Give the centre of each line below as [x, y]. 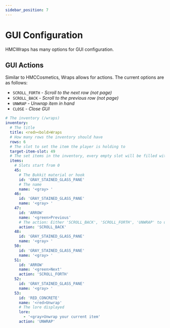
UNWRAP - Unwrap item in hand [44, 103]
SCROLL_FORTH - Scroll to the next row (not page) [62, 93]
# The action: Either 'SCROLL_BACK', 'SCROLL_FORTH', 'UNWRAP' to [90, 222]
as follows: [16, 83]
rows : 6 [18, 142]
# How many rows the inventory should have [56, 137]
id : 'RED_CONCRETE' [39, 298]
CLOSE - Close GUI [31, 109]
